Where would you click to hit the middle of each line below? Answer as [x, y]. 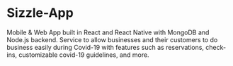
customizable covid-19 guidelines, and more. [84, 55]
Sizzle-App [40, 13]
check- [216, 47]
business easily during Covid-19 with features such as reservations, [106, 47]
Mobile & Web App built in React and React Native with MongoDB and [108, 32]
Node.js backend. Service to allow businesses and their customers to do [112, 39]
